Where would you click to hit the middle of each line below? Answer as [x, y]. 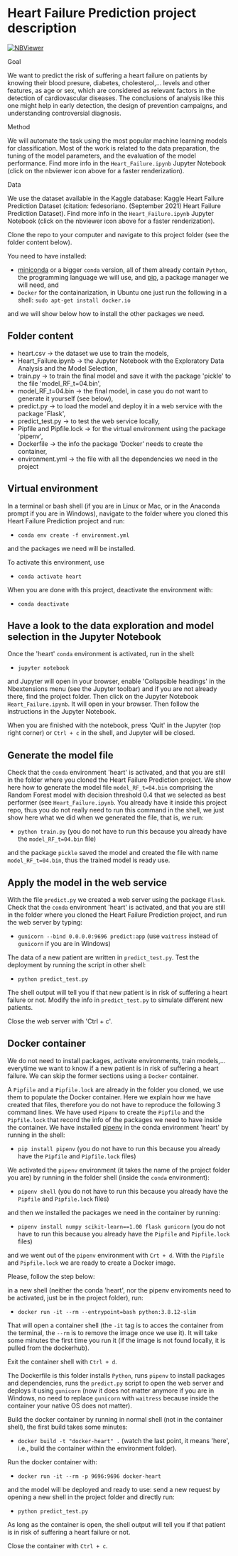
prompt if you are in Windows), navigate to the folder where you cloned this [118, 513]
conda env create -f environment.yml [74, 535]
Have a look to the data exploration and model [111, 625]
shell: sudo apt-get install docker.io [74, 300]
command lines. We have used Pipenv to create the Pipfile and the [106, 1112]
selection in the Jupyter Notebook [84, 637]
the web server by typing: [45, 922]
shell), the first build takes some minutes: [67, 1427]
